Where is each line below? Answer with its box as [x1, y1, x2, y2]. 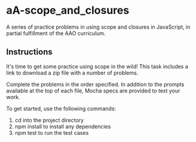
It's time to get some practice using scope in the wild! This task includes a [6, 63, 188, 70]
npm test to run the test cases [14, 129, 89, 136]
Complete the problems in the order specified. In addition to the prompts [6, 81, 185, 88]
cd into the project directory [14, 116, 84, 124]
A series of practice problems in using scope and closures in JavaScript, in [6, 23, 191, 30]
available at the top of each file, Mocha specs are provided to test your [6, 87, 180, 94]
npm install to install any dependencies [14, 123, 111, 130]
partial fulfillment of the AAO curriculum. [6, 29, 106, 36]
